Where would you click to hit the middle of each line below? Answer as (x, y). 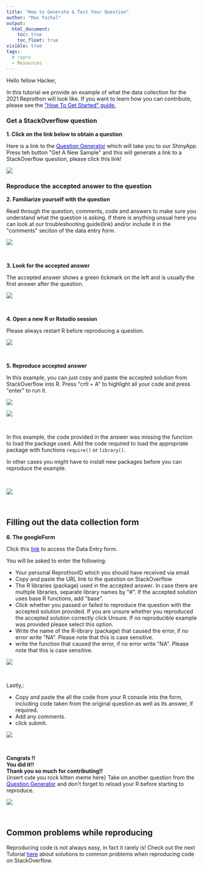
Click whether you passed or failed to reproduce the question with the (103, 605)
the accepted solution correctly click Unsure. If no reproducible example (106, 618)
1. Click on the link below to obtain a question (65, 134)
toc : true (30, 35)
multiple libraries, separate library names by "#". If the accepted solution (106, 592)
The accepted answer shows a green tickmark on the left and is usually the (100, 277)
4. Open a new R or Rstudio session (52, 319)
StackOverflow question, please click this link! (64, 158)
